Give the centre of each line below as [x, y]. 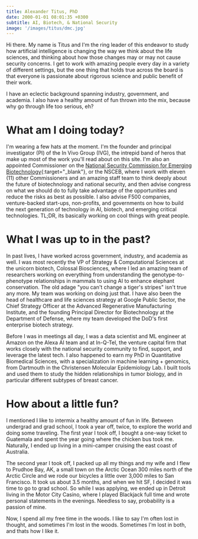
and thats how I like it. [33, 531]
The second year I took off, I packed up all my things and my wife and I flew [98, 463]
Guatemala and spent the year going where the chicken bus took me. [90, 439]
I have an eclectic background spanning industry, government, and [88, 94]
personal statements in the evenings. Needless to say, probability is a [90, 501]
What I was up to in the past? [78, 239]
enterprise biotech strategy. [40, 325]
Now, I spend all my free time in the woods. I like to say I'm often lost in [92, 519]
